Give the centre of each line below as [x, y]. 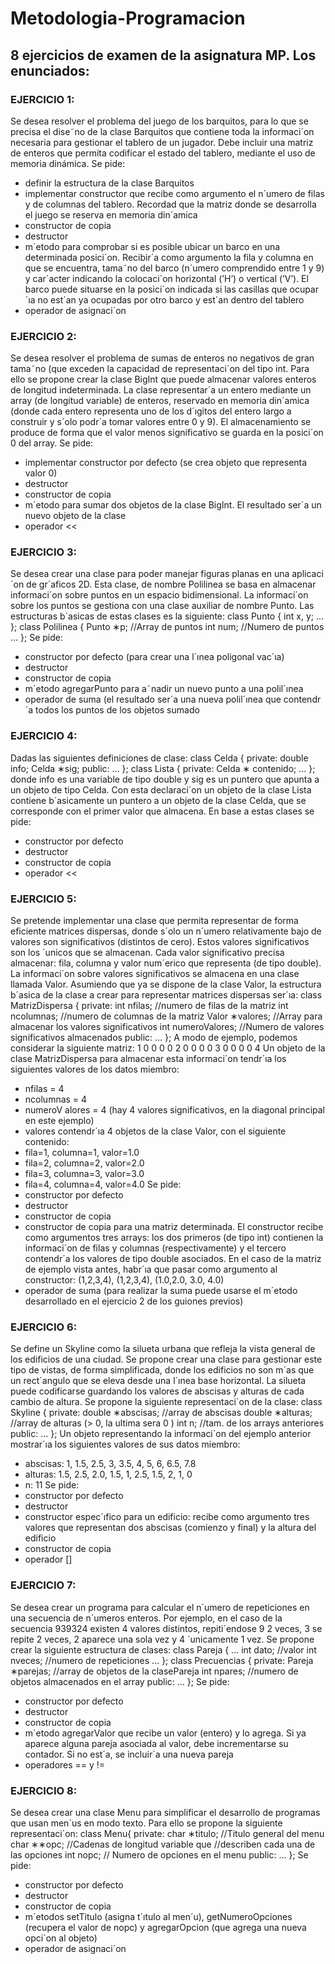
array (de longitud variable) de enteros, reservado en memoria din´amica [160, 401]
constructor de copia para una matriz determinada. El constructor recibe [174, 1227]
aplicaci [307, 574]
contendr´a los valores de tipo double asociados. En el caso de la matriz [173, 1259]
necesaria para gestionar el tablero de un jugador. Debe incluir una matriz [162, 142]
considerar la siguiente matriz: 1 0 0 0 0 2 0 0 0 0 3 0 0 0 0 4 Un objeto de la [168, 1048]
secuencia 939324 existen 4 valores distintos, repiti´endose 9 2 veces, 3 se [166, 1628]
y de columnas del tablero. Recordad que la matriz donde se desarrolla [170, 204]
